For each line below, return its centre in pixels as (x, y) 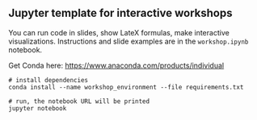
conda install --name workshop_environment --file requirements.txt (126, 87)
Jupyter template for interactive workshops (120, 13)
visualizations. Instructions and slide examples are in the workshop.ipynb (128, 41)
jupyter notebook (38, 108)
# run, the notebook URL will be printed (79, 101)
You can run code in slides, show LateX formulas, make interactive (119, 32)
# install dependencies (48, 80)
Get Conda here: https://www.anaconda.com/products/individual (116, 65)
